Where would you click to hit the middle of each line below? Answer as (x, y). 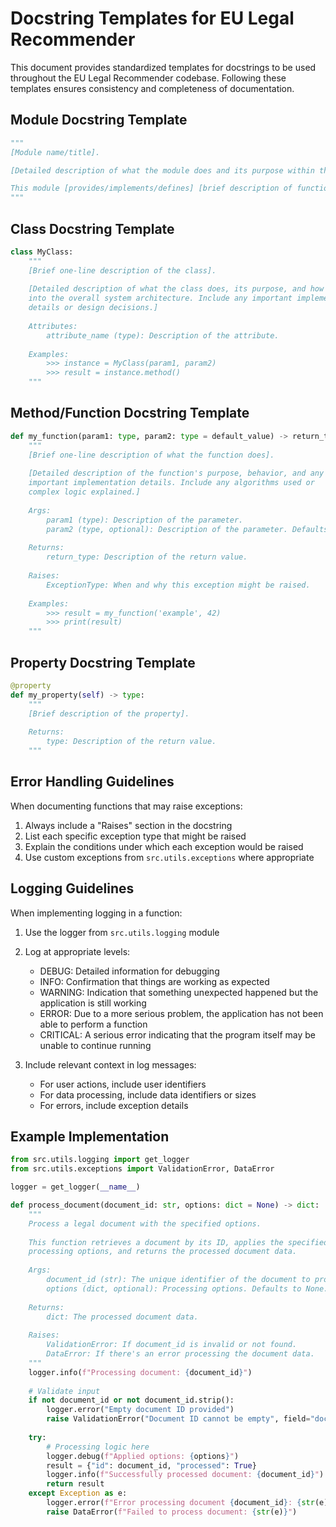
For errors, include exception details (114, 1105)
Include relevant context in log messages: (110, 1064)
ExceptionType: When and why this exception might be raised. (178, 585)
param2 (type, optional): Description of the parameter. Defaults (187, 529)
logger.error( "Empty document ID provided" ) (140, 1410)
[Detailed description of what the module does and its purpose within (162, 170)
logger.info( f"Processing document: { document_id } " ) (140, 1372)
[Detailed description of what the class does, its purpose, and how (176, 289)
